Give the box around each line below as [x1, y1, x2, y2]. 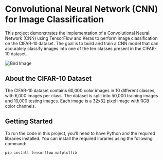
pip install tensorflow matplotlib [5, 150, 77, 155]
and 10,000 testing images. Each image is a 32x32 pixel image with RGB [5, 98, 149, 104]
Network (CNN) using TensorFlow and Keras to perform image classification [5, 35, 158, 41]
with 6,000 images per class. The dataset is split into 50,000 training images [5, 92, 158, 98]
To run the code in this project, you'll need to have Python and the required [5, 130, 156, 136]
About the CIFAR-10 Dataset [5, 74, 92, 83]
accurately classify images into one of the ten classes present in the [5, 46, 142, 51]
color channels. [5, 103, 36, 109]
